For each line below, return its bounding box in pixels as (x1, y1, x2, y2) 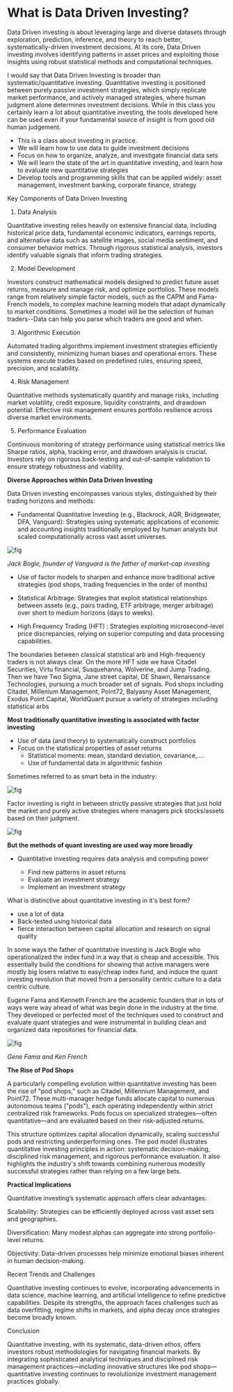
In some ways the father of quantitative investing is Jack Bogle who (7, 945, 201, 953)
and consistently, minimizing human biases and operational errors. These (7, 349, 217, 357)
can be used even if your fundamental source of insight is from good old (7, 115, 215, 123)
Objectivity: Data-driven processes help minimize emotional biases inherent (7, 1249, 224, 1258)
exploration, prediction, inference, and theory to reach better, (7, 35, 183, 43)
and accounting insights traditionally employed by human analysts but (17, 524, 218, 533)
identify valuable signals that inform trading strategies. (7, 251, 163, 259)
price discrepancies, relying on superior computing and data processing (17, 629, 225, 638)
